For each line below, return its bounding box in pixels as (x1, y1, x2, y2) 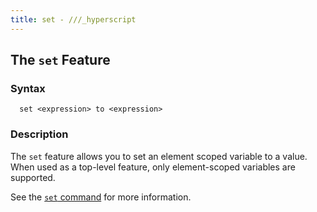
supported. (10, 171, 56, 183)
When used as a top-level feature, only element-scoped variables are (10, 161, 296, 173)
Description (10, 127, 69, 141)
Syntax (10, 81, 46, 95)
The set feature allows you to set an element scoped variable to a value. (10, 150, 308, 162)
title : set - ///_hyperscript (10, 14, 137, 25)
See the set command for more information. (10, 191, 192, 203)
